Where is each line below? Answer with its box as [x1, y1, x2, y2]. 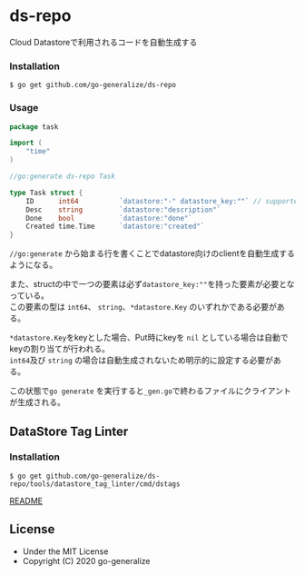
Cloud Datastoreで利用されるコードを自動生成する [9, 36, 198, 47]
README [9, 495, 44, 506]
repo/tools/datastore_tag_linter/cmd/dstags [9, 479, 181, 489]
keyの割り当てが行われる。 [9, 343, 111, 354]
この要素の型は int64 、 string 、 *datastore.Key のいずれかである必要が [9, 302, 277, 312]
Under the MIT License [22, 546, 109, 557]
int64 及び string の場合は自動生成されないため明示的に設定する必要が [9, 355, 274, 366]
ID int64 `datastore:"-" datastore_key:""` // [25, 196, 261, 205]
